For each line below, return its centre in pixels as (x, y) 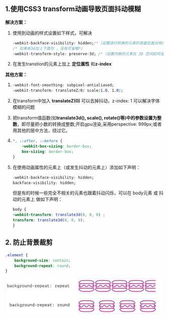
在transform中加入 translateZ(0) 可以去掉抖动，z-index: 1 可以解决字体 (86, 101)
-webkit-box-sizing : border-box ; (57, 146)
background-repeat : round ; (43, 266)
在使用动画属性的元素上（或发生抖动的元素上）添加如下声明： (76, 167)
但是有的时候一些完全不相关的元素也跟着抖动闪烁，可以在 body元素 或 (85, 193)
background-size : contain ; (43, 260)
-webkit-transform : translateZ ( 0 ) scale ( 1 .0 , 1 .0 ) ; (68, 91)
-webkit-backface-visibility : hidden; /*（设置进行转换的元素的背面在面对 (85, 43)
